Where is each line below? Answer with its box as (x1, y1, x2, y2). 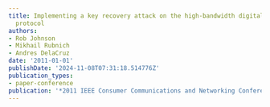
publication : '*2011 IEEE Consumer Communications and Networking (8, 86, 235, 95)
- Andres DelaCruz (8, 49, 70, 57)
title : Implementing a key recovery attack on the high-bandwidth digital (8, 11, 264, 20)
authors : (8, 27, 38, 35)
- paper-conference (8, 79, 74, 87)
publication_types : (8, 72, 74, 80)
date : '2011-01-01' (8, 57, 74, 65)
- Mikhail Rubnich (8, 42, 70, 50)
